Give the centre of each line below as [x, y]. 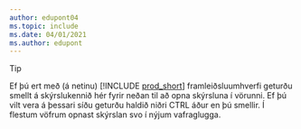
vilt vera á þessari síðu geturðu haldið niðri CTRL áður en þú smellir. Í [137, 106]
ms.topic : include [44, 26]
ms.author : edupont [46, 43]
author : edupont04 [44, 18]
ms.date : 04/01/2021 [48, 34]
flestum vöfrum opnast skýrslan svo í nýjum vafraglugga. [115, 115]
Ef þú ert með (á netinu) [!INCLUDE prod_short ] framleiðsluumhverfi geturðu [151, 86]
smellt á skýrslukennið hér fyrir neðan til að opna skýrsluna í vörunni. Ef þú [148, 96]
